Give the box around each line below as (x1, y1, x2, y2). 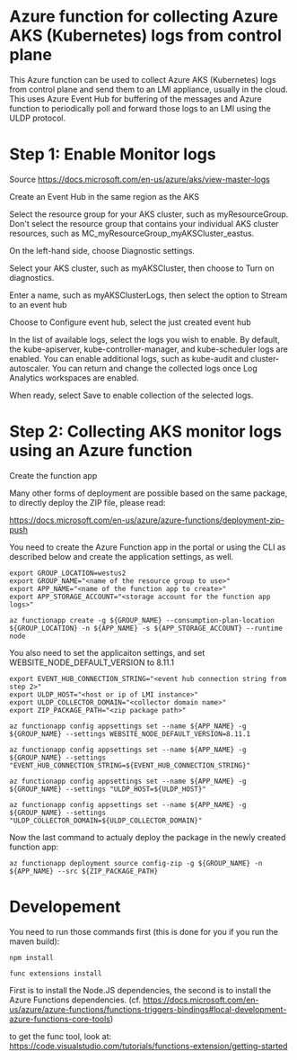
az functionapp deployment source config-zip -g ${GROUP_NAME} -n (9, 858, 263, 867)
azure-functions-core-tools (9, 1013, 110, 1024)
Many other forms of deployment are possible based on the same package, (9, 488, 288, 499)
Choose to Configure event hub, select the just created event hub (9, 317, 251, 328)
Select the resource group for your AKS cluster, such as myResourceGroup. (9, 209, 289, 220)
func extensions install (9, 969, 102, 978)
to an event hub (9, 299, 67, 310)
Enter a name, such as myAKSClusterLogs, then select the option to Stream (9, 290, 288, 301)
